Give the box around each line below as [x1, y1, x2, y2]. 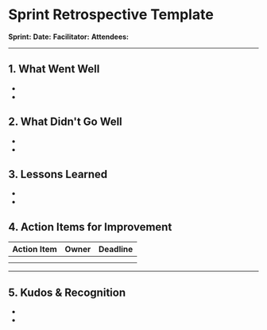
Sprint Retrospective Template [8, 6, 215, 24]
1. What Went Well [8, 62, 100, 76]
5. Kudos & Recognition [8, 285, 126, 299]
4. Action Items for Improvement [8, 220, 172, 234]
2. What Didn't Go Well [8, 115, 123, 129]
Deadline [98, 244, 133, 255]
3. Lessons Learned [8, 167, 108, 181]
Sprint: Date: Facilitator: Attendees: [8, 32, 130, 41]
